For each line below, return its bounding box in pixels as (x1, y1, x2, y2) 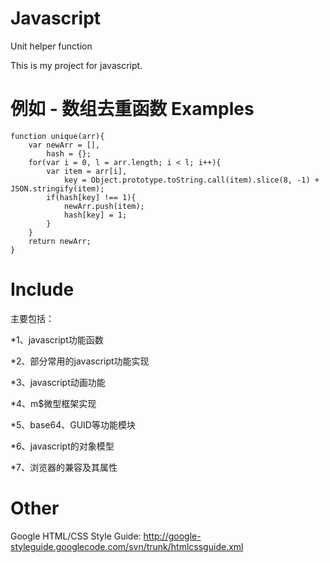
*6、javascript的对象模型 (10, 440, 115, 452)
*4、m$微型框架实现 (10, 397, 97, 409)
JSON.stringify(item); (10, 183, 105, 194)
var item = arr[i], (46, 166, 128, 176)
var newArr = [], (28, 140, 101, 150)
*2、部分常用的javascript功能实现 (10, 355, 150, 367)
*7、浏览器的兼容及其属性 (10, 461, 118, 473)
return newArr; (28, 236, 92, 246)
